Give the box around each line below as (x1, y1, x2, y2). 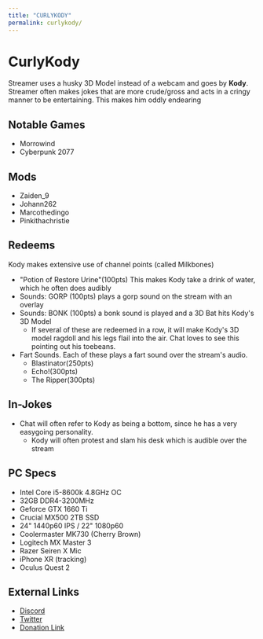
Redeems (8, 239, 56, 252)
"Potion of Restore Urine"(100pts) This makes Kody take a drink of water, (19, 274, 256, 284)
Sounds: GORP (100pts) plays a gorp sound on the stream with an (19, 292, 232, 301)
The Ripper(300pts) (31, 375, 96, 384)
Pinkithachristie (19, 216, 70, 226)
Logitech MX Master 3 (19, 538, 92, 547)
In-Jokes (8, 398, 53, 411)
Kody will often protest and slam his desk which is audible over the (31, 435, 247, 445)
